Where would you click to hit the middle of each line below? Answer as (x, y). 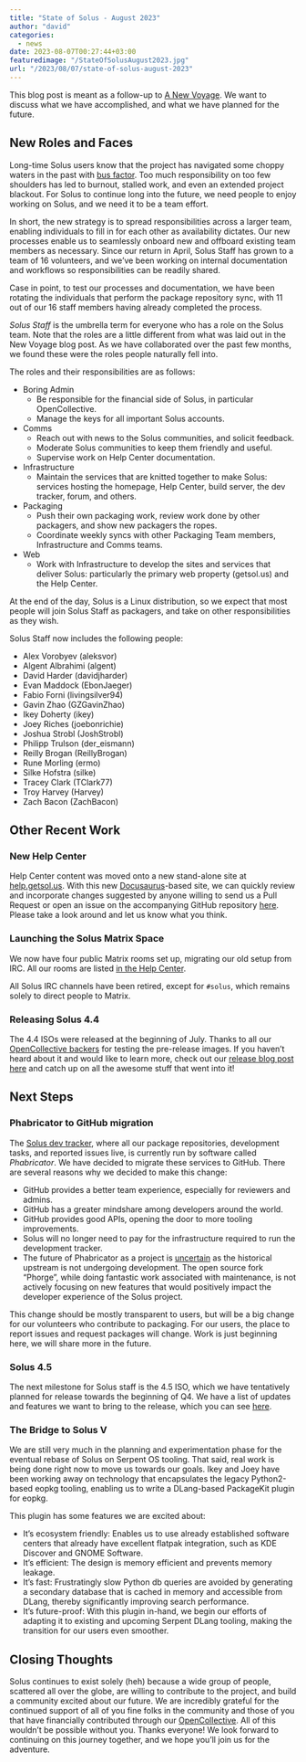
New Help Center (48, 856)
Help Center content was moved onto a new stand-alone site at (128, 876)
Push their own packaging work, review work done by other (148, 515)
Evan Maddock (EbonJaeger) (77, 685)
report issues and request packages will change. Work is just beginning (143, 1334)
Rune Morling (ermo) (61, 763)
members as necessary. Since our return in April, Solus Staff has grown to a (152, 250)
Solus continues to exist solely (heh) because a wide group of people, (140, 1682)
